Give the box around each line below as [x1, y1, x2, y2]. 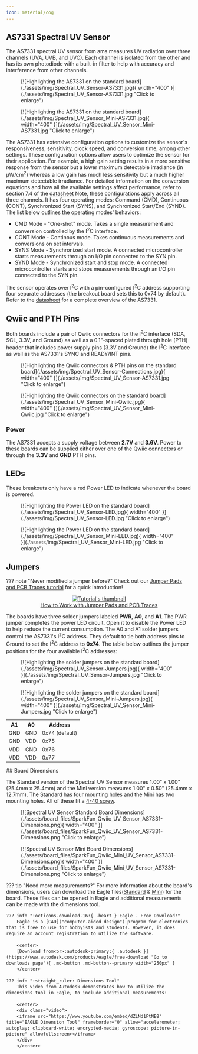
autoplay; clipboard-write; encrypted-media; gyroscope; [6, 1026, 149, 1032]
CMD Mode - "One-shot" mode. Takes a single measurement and [14, 220, 174, 228]
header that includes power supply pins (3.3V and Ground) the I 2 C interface [6, 343, 190, 351]
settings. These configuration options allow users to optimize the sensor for [6, 151, 190, 158]
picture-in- [151, 1026, 181, 1032]
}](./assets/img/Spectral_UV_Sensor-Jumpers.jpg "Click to [21, 672, 162, 679]
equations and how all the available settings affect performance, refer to [6, 184, 181, 191]
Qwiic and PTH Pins [6, 313, 80, 323]
